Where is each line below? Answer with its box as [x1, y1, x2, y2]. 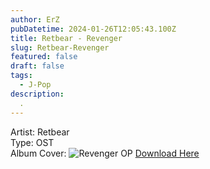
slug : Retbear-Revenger [10, 42, 110, 53]
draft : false [10, 61, 65, 71]
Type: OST [10, 136, 55, 148]
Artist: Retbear [10, 126, 70, 138]
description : [10, 89, 65, 99]
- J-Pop [19, 80, 52, 90]
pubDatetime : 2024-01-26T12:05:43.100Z [10, 24, 177, 34]
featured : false [10, 52, 78, 62]
